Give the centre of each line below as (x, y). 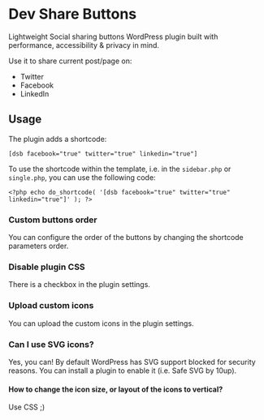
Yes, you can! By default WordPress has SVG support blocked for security (132, 362)
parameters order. (39, 246)
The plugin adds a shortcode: (58, 139)
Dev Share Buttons (73, 14)
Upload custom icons (51, 306)
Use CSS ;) (27, 407)
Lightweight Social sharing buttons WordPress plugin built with (113, 36)
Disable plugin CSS (47, 267)
